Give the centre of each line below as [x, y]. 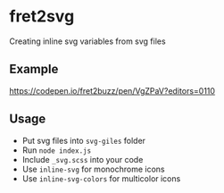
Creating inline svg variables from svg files [88, 41]
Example [34, 69]
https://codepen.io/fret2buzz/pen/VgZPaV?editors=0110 [112, 90]
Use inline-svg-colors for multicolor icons [101, 178]
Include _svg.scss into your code [83, 159]
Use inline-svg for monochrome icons [93, 169]
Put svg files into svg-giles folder [83, 140]
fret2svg [42, 17]
